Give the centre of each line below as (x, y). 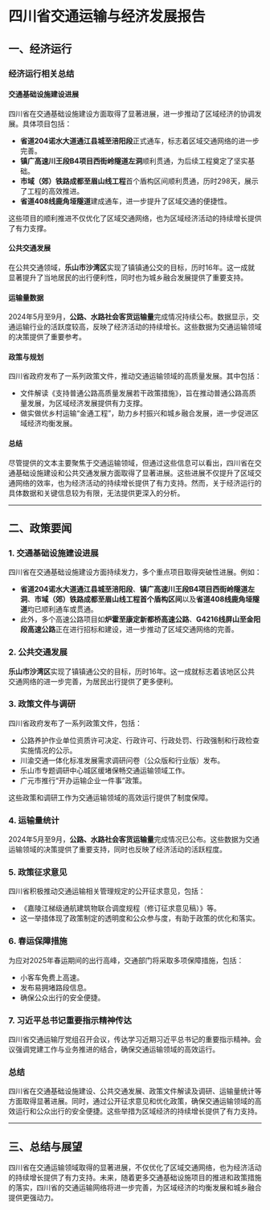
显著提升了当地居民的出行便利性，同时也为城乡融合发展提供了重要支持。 (128, 277)
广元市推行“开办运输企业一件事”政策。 (83, 780)
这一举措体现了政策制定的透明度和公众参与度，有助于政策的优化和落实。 (139, 918)
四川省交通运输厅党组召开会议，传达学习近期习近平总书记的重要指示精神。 (131, 1039)
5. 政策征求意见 (38, 872)
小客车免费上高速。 (52, 977)
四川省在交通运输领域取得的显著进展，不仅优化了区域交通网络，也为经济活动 (135, 1167)
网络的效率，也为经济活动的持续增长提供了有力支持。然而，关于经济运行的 (138, 482)
